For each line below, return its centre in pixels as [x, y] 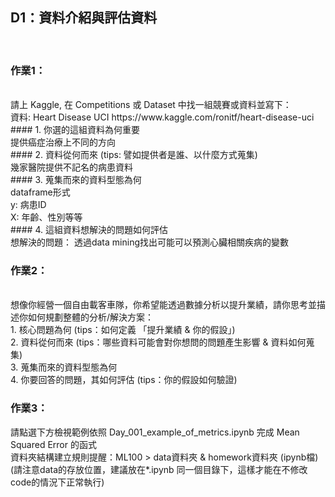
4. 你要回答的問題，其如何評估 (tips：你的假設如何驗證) [124, 380]
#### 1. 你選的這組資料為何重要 [75, 130]
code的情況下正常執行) [57, 482]
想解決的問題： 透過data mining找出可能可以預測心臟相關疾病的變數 [149, 242]
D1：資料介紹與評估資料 [84, 18]
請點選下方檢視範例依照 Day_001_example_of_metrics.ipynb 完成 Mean [155, 432]
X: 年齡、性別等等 [46, 217]
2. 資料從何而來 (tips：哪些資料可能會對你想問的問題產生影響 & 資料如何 [158, 342]
